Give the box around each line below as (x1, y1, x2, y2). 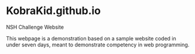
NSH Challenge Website (6, 23, 64, 31)
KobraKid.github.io (6, 4, 101, 18)
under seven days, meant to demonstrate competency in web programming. (6, 41, 190, 48)
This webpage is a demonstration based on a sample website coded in (6, 35, 177, 42)
